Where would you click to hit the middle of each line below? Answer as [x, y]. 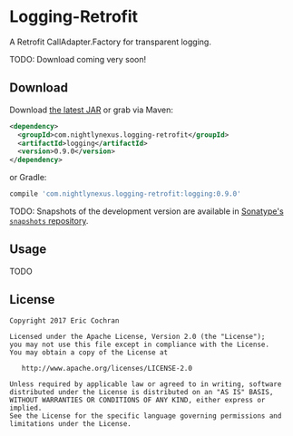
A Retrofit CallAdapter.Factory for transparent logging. [110, 42]
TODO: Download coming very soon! [78, 59]
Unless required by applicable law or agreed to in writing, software [146, 384]
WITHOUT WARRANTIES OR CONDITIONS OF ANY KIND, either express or [137, 400]
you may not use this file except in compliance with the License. [140, 344]
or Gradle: [28, 178]
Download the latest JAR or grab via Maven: [92, 110]
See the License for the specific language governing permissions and [146, 416]
